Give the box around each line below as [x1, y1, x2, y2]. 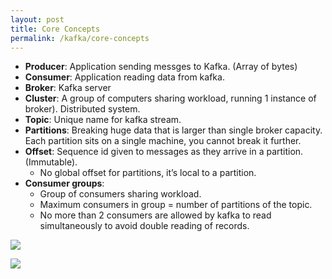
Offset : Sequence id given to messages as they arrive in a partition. [24, 146, 304, 158]
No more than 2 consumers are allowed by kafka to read [39, 209, 272, 221]
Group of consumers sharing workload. [39, 188, 202, 200]
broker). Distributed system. [24, 103, 141, 115]
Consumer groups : [24, 177, 105, 190]
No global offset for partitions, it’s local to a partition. [39, 167, 257, 179]
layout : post [10, 14, 65, 25]
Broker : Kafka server [24, 82, 112, 94]
